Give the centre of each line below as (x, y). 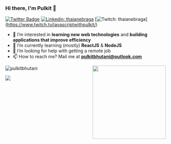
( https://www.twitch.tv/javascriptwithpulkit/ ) (51, 25)
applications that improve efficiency (52, 40)
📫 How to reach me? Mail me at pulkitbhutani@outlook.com (77, 57)
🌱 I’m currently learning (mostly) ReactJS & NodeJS (67, 45)
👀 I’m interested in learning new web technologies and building (80, 35)
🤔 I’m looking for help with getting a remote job (62, 51)
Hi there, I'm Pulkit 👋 (31, 8)
